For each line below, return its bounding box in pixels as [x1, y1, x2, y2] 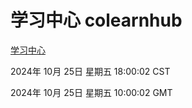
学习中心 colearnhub [10, 9, 183, 32]
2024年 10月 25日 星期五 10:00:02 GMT [10, 86, 173, 98]
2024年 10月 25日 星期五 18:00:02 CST [10, 65, 171, 77]
